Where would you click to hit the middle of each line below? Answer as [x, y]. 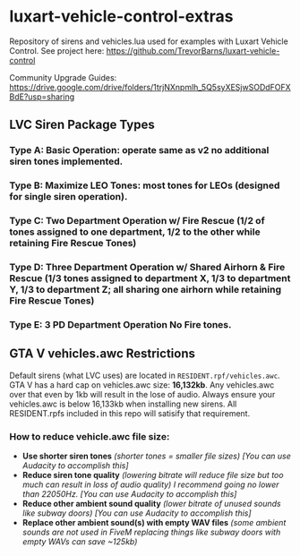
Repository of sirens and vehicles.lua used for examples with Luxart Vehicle [149, 41]
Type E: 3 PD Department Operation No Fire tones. [120, 324]
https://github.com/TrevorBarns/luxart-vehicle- [193, 50]
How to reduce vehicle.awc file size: [90, 436]
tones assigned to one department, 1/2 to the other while [135, 232]
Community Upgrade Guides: [63, 77]
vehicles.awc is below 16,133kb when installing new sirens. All [123, 404]
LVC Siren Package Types [82, 125]
